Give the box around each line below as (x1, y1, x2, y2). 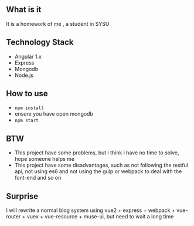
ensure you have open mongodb (14, 110, 94, 117)
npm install (14, 105, 44, 111)
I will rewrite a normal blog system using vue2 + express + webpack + (6, 207, 176, 214)
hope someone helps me (14, 156, 75, 163)
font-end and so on (14, 174, 62, 181)
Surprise (6, 191, 39, 201)
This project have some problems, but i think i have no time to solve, (14, 149, 179, 156)
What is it (6, 5, 42, 15)
